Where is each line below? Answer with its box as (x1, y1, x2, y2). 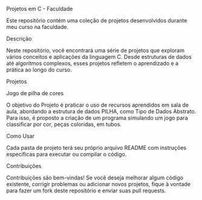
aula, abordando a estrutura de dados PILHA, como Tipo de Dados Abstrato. (6, 108, 197, 115)
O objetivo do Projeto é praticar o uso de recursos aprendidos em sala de (6, 101, 189, 108)
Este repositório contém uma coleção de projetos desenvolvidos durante (6, 17, 187, 24)
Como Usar (6, 133, 35, 139)
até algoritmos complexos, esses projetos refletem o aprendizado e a (6, 60, 179, 67)
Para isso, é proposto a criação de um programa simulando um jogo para (6, 115, 188, 121)
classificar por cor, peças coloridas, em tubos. (6, 121, 122, 128)
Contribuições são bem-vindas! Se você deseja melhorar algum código (6, 174, 183, 181)
